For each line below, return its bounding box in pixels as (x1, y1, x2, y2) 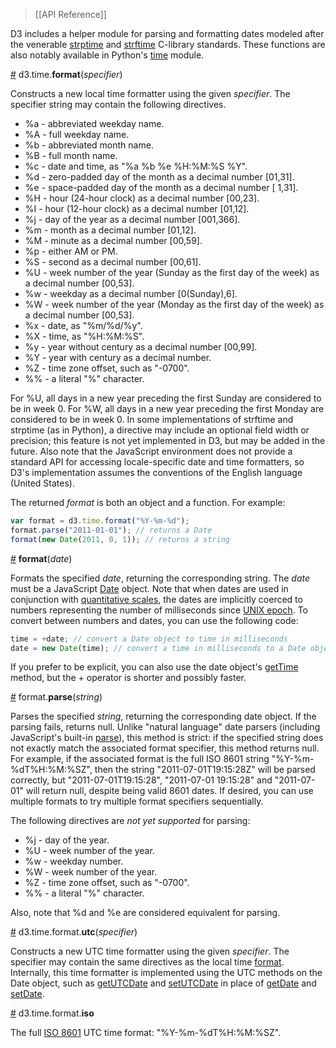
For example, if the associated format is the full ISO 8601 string (10, 753, 270, 765)
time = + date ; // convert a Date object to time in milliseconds (10, 634, 288, 644)
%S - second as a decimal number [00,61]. (24, 256, 202, 268)
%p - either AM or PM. (24, 245, 118, 257)
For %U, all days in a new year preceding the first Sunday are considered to (10, 392, 322, 404)
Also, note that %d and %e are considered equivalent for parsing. (10, 907, 281, 919)
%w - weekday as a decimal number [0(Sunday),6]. (24, 288, 238, 299)
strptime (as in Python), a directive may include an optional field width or (10, 424, 310, 436)
